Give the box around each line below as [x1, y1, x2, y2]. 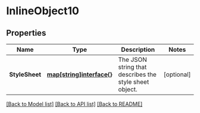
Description [121, 46, 155, 54]
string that [118, 63, 147, 71]
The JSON [118, 55, 148, 64]
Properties [6, 28, 46, 38]
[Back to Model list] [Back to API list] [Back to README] [6, 101, 143, 108]
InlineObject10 [6, 4, 79, 18]
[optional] [163, 70, 191, 79]
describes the [118, 70, 157, 79]
